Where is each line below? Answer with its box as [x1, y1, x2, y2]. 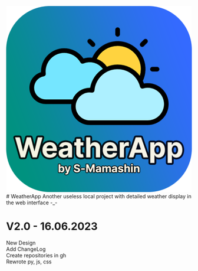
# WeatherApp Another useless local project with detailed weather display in [6, 193, 192, 200]
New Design [6, 239, 36, 246]
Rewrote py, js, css [6, 258, 52, 265]
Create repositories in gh [6, 252, 67, 259]
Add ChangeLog [6, 245, 46, 253]
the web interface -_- [6, 199, 58, 206]
